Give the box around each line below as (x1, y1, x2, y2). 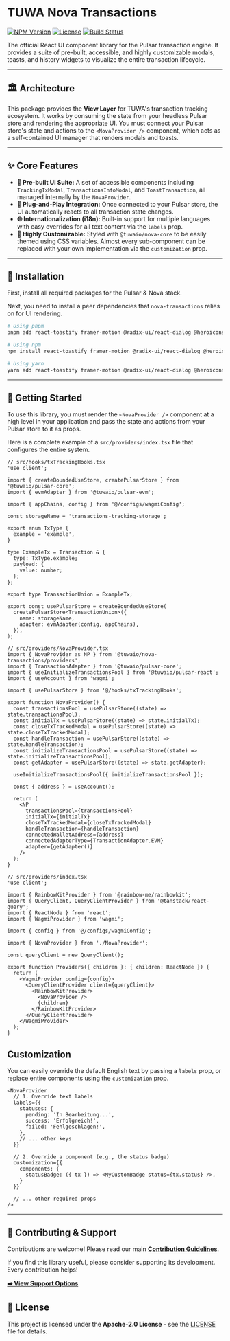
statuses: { (19, 1105, 53, 1112)
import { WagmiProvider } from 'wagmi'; (7, 916, 125, 923)
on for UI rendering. (7, 309, 63, 317)
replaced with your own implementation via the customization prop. (16, 244, 207, 252)
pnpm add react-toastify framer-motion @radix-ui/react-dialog (7, 329, 192, 336)
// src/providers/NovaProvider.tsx (7, 645, 109, 652)
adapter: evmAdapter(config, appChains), (19, 621, 139, 628)
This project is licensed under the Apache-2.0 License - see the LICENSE (7, 1320, 216, 1328)
